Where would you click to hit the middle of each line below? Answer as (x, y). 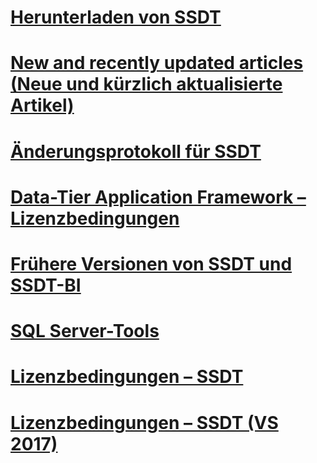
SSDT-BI (46, 285)
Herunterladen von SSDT (116, 17)
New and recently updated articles (157, 63)
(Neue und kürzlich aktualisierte (146, 84)
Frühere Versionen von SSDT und (151, 263)
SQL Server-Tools (85, 331)
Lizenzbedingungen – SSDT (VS (144, 422)
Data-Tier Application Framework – (158, 197)
